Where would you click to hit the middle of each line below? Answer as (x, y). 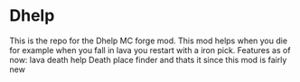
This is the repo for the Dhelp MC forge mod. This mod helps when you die (148, 41)
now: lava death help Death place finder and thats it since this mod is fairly (148, 59)
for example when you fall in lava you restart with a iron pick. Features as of (150, 50)
